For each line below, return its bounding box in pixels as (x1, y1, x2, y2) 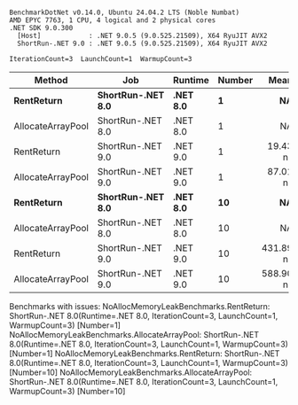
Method (34, 74, 68, 86)
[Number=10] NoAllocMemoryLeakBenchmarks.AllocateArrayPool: (9, 367, 253, 378)
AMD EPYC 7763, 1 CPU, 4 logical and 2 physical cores (9, 16, 216, 25)
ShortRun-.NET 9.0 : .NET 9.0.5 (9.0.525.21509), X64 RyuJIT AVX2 (17, 39, 268, 48)
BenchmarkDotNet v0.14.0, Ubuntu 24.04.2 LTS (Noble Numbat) (9, 8, 240, 17)
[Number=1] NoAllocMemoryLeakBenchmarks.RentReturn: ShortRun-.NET (9, 348, 280, 359)
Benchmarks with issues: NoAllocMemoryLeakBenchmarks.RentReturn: (9, 301, 271, 311)
